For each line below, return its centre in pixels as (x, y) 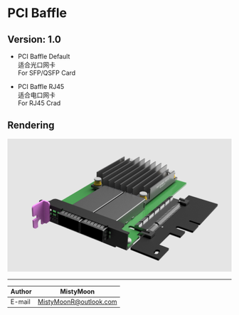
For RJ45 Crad (39, 103)
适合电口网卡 (36, 95)
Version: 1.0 (34, 39)
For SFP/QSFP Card (47, 73)
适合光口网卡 (36, 65)
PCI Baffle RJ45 (41, 86)
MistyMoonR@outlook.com (78, 302)
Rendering (31, 126)
